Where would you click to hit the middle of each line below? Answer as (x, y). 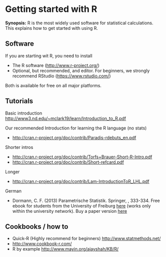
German (13, 191)
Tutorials (19, 101)
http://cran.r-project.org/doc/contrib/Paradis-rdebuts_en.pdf (74, 137)
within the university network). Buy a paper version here (70, 211)
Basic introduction (24, 113)
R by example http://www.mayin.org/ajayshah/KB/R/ (65, 249)
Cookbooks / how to (37, 226)
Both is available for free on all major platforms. (53, 85)
